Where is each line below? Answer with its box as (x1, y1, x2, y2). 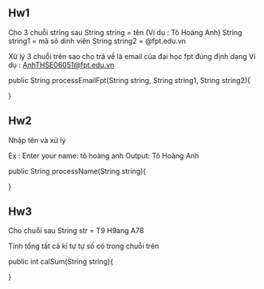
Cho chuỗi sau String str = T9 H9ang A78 (8, 226, 144, 236)
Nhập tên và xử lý (8, 135, 66, 144)
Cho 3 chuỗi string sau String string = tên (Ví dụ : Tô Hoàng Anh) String (8, 27, 242, 37)
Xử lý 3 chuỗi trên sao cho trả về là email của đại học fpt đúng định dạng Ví (8, 51, 256, 61)
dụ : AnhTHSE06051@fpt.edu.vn (8, 60, 115, 69)
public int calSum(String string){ (8, 257, 114, 267)
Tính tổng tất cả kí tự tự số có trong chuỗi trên (8, 241, 160, 251)
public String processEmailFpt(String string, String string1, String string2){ (8, 75, 251, 85)
